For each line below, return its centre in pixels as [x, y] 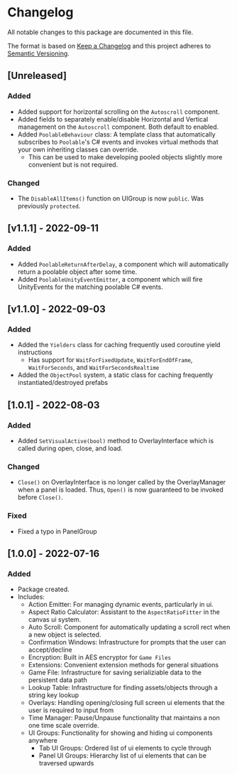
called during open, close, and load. [70, 448]
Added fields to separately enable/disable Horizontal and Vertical [113, 119]
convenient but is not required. [73, 164]
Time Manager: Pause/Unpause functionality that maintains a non [124, 718]
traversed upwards [66, 763]
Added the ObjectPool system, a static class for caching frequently [115, 375]
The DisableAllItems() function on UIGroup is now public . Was [111, 198]
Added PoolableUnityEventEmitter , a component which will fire [110, 279]
